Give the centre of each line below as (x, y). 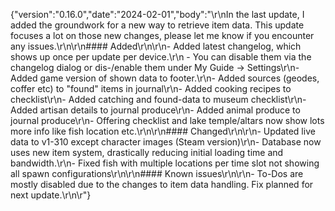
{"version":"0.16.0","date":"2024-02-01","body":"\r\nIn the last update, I (157, 14)
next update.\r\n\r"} (51, 195)
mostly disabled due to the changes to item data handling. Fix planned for (162, 184)
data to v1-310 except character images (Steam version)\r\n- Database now (166, 142)
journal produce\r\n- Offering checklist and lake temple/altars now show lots (167, 120)
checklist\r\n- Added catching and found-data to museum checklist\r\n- (158, 99)
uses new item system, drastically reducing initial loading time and (147, 152)
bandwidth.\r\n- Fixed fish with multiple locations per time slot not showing (165, 163)
